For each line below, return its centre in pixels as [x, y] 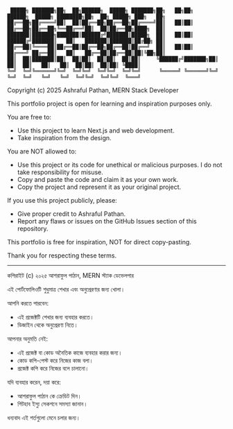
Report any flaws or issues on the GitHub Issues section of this [107, 221]
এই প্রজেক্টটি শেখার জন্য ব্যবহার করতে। [55, 317]
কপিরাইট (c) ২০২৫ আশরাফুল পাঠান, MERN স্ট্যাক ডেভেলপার [70, 275]
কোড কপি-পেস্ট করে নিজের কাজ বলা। [55, 360]
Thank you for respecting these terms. [62, 255]
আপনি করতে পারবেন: [28, 303]
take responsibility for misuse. [60, 172]
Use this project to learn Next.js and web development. [96, 131]
